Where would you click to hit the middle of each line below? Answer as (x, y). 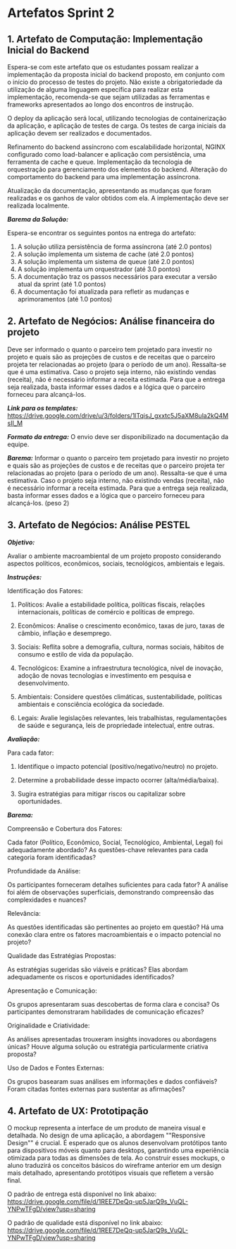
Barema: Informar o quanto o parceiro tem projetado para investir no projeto (118, 458)
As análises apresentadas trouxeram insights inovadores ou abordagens (112, 1039)
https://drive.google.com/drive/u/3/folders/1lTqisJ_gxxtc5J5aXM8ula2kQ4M (118, 415)
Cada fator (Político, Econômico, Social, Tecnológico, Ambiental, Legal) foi (115, 842)
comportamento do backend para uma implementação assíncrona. (104, 177)
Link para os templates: (43, 408)
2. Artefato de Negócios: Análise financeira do (111, 322)
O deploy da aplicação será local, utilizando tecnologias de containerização (117, 118)
